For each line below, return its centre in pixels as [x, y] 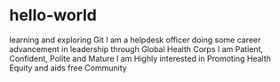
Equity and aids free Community [68, 68]
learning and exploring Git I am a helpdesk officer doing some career [135, 40]
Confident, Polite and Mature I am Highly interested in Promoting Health [140, 58]
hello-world [53, 15]
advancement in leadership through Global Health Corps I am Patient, [136, 48]
